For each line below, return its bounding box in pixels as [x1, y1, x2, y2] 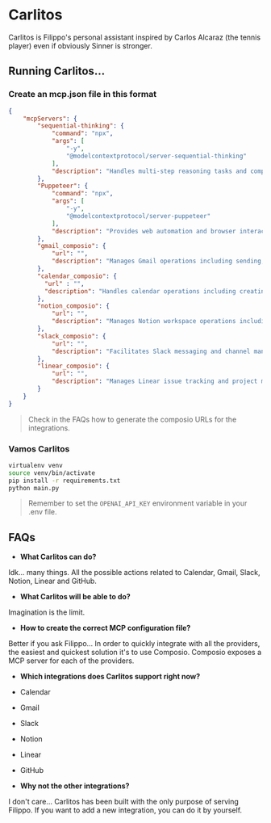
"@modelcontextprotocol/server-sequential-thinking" [65, 152, 248, 160]
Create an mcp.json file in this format [8, 89, 157, 100]
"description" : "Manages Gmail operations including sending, [51, 257, 265, 266]
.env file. [27, 507, 58, 517]
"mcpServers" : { [23, 115, 78, 123]
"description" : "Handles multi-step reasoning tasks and [51, 167, 248, 175]
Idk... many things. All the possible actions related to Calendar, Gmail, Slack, [8, 568, 261, 577]
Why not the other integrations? [19, 781, 130, 791]
